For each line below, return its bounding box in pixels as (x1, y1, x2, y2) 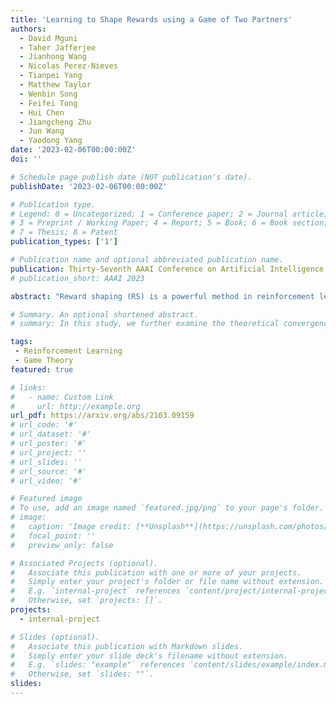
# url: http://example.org (10, 401, 141, 411)
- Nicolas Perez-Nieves (19, 61, 118, 71)
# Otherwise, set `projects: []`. (10, 596, 163, 606)
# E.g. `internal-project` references (10, 586, 182, 596)
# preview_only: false (10, 540, 114, 550)
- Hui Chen (19, 107, 65, 118)
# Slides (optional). (10, 632, 101, 642)
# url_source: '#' (10, 466, 87, 476)
